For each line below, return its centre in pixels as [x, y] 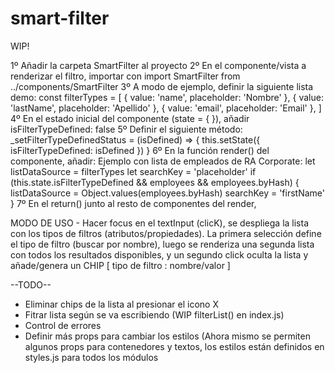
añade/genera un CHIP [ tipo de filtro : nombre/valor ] [120, 265]
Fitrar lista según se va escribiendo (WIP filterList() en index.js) [154, 314]
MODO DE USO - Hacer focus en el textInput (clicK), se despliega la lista [160, 223]
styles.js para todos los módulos [91, 357]
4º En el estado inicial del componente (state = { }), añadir [130, 118]
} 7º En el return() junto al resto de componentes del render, [133, 203]
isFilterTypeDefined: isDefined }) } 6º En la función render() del [140, 150]
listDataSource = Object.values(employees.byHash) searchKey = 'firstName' [168, 193]
